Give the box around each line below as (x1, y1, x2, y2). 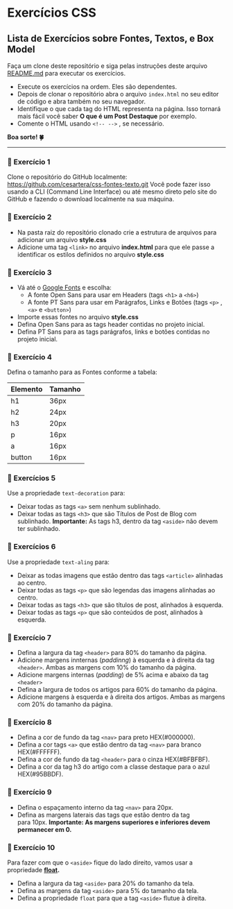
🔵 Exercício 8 (7, 717, 52, 727)
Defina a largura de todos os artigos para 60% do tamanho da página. (17, 686, 218, 694)
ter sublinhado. (17, 525, 61, 533)
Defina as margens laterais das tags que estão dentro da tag (17, 810, 191, 819)
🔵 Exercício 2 (7, 212, 52, 222)
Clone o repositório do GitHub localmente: (7, 173, 128, 181)
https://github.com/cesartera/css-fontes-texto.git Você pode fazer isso (7, 180, 211, 189)
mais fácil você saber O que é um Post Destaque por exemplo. (17, 112, 197, 120)
